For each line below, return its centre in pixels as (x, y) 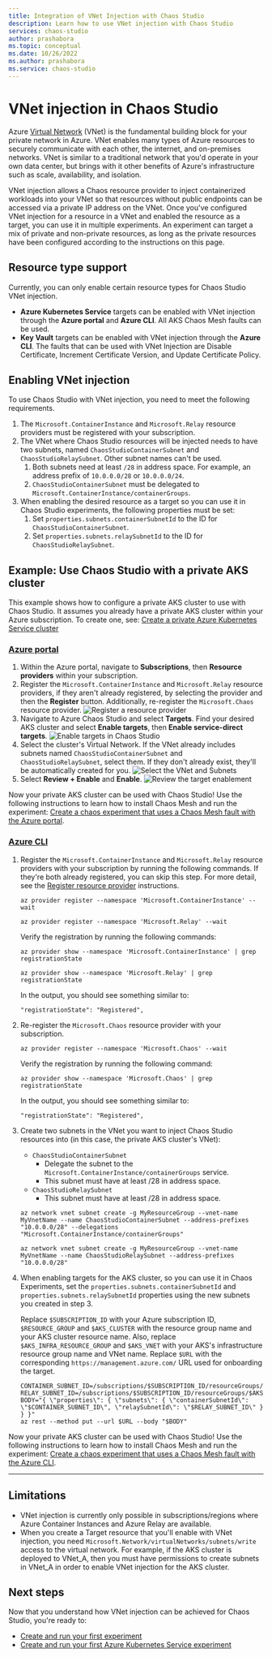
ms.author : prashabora (47, 62)
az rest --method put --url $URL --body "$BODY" (104, 1422)
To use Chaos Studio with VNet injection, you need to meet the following (129, 399)
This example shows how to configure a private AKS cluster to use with (127, 602)
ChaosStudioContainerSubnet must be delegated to (116, 485)
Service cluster (34, 628)
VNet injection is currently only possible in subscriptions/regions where (139, 1515)
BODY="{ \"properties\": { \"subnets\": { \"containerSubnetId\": (134, 1400)
